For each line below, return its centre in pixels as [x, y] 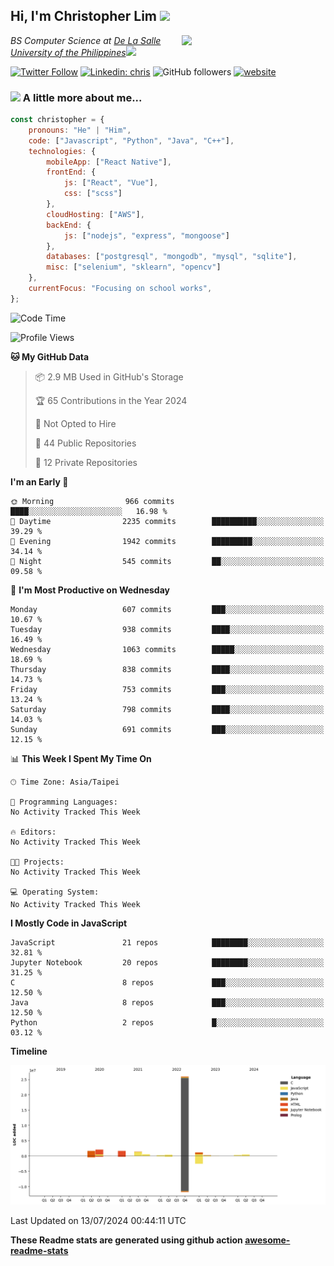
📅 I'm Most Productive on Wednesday [90, 590]
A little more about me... [82, 97]
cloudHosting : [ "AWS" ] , [95, 214]
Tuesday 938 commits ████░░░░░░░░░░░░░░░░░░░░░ [167, 629]
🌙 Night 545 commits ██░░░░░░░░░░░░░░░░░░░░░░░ [167, 561]
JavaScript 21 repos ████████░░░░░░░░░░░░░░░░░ [167, 942]
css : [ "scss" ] [93, 194]
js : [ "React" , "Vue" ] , [111, 183]
